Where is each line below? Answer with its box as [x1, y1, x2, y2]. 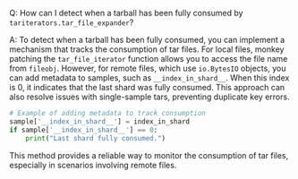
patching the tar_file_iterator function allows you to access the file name [9, 54, 288, 64]
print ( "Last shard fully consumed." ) [25, 133, 166, 142]
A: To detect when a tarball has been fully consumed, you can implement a [9, 35, 285, 45]
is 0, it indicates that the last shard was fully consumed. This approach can [9, 82, 285, 92]
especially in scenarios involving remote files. [9, 159, 177, 170]
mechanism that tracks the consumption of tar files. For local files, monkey [9, 44, 285, 55]
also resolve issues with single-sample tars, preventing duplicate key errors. [9, 91, 290, 102]
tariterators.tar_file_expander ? [9, 17, 134, 28]
